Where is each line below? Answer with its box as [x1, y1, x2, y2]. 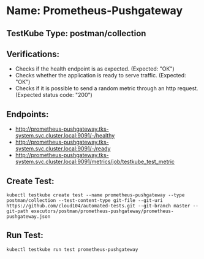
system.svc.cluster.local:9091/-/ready [15, 145, 111, 152]
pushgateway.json [6, 214, 51, 220]
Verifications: [6, 48, 60, 59]
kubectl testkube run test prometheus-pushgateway [6, 246, 138, 252]
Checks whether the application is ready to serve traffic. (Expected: [15, 72, 186, 79]
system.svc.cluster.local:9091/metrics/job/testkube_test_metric [15, 158, 175, 166]
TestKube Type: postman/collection [6, 28, 146, 39]
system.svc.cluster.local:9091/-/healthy [15, 132, 115, 139]
